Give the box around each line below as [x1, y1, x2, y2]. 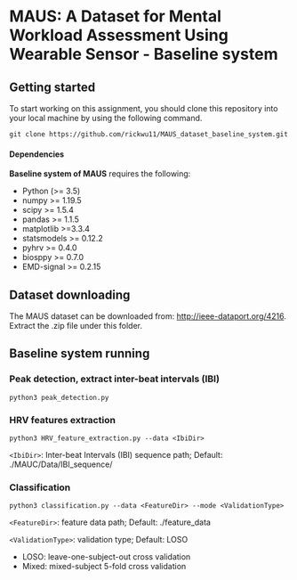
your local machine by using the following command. [9, 113, 203, 123]
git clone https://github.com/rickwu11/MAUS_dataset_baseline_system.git [9, 130, 289, 139]
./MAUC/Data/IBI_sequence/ [9, 459, 113, 470]
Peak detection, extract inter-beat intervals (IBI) [9, 372, 221, 385]
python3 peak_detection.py [9, 393, 109, 402]
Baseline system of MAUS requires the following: [9, 168, 191, 179]
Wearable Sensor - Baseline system [9, 45, 278, 64]
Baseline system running [9, 346, 150, 362]
